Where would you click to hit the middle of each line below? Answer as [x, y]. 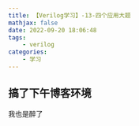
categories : [28, 52]
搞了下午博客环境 [50, 93]
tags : [17, 37]
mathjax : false [33, 23]
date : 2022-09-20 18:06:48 [53, 30]
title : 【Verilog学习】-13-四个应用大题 [69, 15]
